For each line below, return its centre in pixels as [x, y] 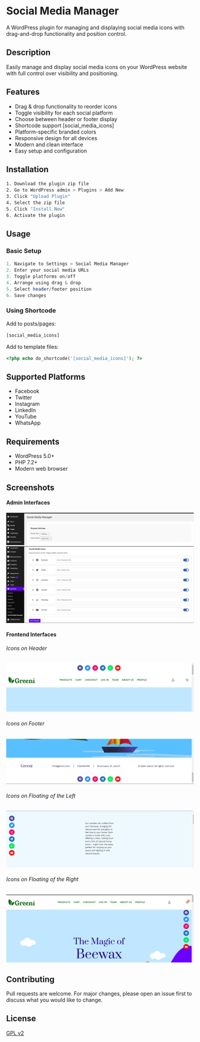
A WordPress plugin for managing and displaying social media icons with [95, 27]
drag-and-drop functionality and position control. [66, 33]
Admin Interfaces [28, 503]
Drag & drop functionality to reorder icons [66, 106]
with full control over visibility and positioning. [62, 73]
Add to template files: [32, 346]
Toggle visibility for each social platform [64, 113]
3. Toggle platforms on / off [41, 277]
